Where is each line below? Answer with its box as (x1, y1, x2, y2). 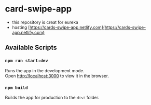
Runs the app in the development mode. (5, 67, 84, 73)
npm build (5, 85, 28, 90)
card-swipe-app (5, 3, 72, 14)
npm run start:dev (5, 58, 48, 64)
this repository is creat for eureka (12, 19, 79, 25)
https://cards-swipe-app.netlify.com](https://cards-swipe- (29, 24, 146, 30)
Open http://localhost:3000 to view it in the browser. (5, 73, 109, 79)
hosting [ (12, 24, 30, 30)
